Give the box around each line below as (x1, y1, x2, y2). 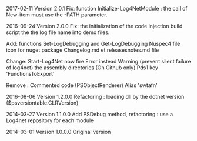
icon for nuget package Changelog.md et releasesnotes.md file (6, 46, 159, 53)
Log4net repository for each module (6, 117, 94, 124)
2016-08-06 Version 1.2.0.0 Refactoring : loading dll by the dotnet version (6, 93, 185, 100)
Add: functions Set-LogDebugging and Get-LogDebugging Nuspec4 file (6, 41, 181, 47)
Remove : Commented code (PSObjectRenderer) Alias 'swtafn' (6, 82, 158, 89)
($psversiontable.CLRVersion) (6, 99, 79, 106)
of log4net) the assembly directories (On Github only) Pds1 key (6, 64, 159, 71)
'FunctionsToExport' (6, 70, 55, 77)
